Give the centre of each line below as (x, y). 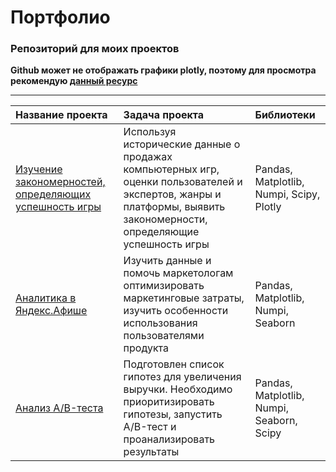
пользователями (164, 336)
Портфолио (60, 17)
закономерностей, (60, 182)
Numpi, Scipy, (287, 194)
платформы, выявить (174, 207)
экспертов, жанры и (172, 194)
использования (160, 323)
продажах (148, 157)
